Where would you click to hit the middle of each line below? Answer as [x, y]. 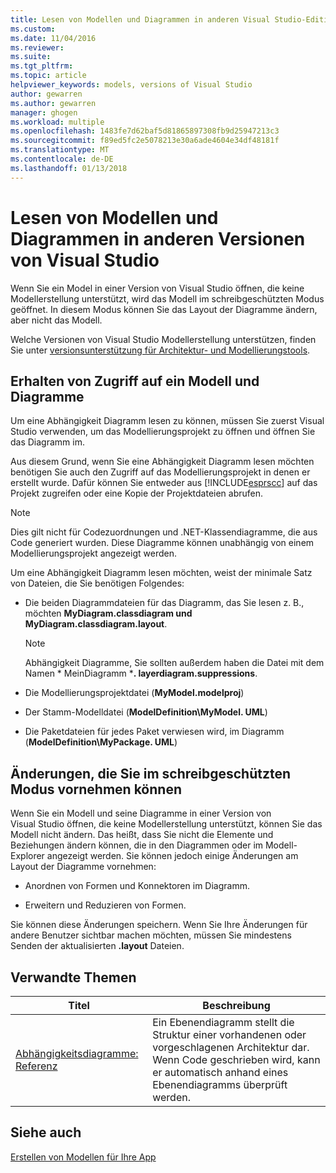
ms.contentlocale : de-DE [62, 159]
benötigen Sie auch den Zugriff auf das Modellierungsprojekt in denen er [160, 472]
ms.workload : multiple [57, 122]
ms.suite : [31, 57]
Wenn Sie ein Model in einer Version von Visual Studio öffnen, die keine [157, 288]
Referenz [36, 1066]
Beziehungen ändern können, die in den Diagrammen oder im [137, 845]
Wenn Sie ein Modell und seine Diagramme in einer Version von [141, 813]
